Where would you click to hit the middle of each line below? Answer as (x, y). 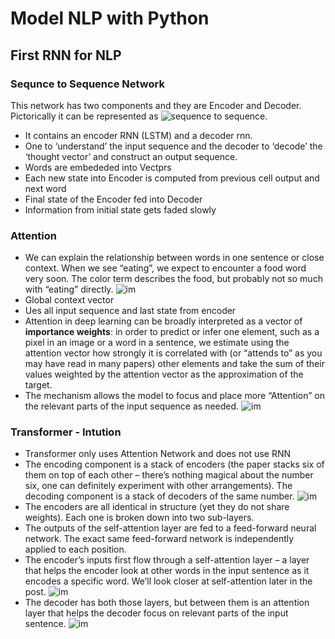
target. (38, 385)
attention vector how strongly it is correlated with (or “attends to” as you (173, 353)
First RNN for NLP (66, 55)
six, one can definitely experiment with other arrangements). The (158, 486)
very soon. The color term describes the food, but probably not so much (173, 279)
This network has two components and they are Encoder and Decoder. (156, 105)
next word (45, 188)
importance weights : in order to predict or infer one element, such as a (172, 332)
